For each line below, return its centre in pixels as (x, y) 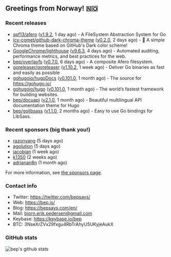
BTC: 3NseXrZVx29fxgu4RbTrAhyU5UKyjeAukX (63, 224)
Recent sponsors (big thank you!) (48, 130)
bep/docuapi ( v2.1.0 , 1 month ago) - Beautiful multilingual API (77, 100)
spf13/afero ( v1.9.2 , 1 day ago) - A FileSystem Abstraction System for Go (89, 34)
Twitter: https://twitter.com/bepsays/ (52, 197)
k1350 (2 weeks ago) (35, 157)
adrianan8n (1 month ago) (40, 162)
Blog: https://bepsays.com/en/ (45, 208)
